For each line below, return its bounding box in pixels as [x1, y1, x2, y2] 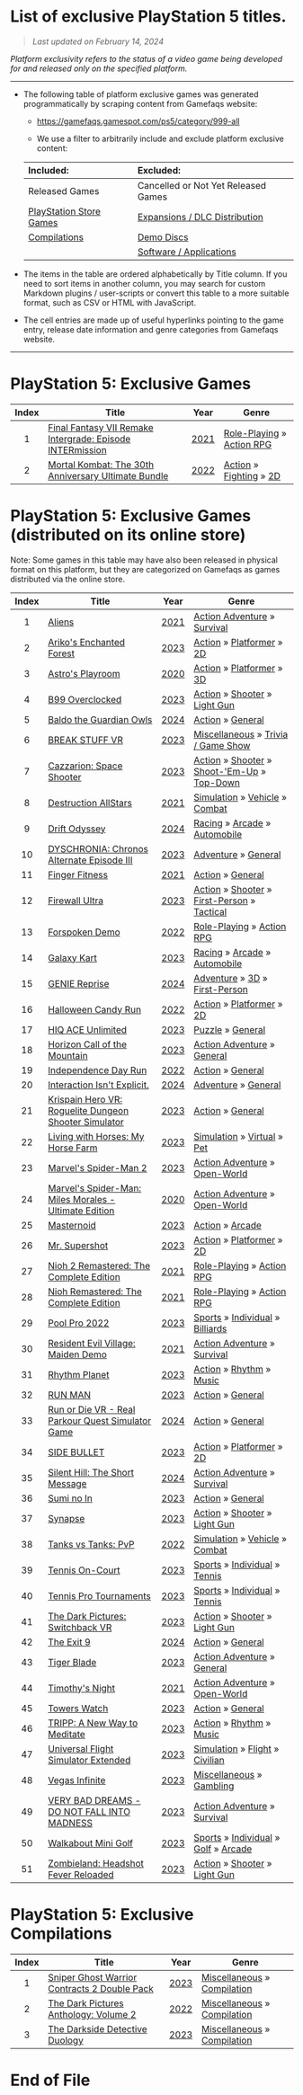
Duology [48, 2034, 84, 2046]
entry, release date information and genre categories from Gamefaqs [22, 324, 279, 334]
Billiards [193, 1322, 227, 1335]
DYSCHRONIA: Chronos [48, 842, 149, 855]
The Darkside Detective [48, 2022, 147, 2035]
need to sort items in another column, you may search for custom [22, 278, 266, 289]
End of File [10, 2070, 91, 2091]
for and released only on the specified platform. [10, 63, 188, 74]
